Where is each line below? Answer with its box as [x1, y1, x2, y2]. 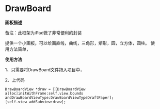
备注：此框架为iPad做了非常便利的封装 [5, 30, 82, 35]
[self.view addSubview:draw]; [5, 99, 66, 104]
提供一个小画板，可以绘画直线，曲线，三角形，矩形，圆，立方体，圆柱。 [5, 40, 149, 46]
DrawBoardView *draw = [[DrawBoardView [5, 87, 86, 92]
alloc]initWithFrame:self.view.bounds [5, 91, 83, 96]
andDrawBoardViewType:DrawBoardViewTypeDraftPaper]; [5, 95, 114, 100]
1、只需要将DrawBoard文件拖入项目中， [5, 66, 85, 73]
